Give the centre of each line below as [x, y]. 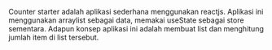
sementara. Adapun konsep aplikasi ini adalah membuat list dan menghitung [136, 29]
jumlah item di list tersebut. [54, 37]
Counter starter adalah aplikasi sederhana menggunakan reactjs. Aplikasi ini [136, 12]
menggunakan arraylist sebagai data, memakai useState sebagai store [126, 20]
